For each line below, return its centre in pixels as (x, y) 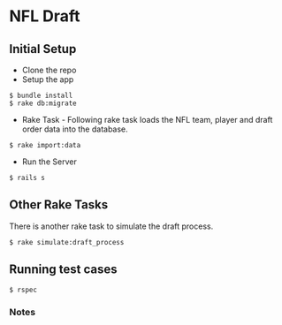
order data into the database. (75, 129)
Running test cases (63, 270)
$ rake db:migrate (43, 103)
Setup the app (48, 79)
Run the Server (49, 162)
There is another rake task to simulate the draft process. (111, 226)
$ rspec (23, 290)
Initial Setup (43, 49)
